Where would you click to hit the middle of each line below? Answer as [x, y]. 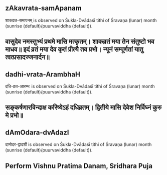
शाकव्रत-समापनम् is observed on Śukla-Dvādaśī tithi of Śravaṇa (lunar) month [81, 20]
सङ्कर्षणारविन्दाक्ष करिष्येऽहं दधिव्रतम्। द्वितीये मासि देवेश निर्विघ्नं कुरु [83, 108]
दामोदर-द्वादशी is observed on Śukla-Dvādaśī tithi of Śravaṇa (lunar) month [78, 144]
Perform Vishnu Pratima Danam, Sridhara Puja [79, 166]
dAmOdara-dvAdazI [37, 132]
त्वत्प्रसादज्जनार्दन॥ [28, 57]
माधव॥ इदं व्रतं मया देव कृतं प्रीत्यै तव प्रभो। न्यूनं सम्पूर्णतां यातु [74, 49]
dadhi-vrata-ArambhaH [43, 74]
